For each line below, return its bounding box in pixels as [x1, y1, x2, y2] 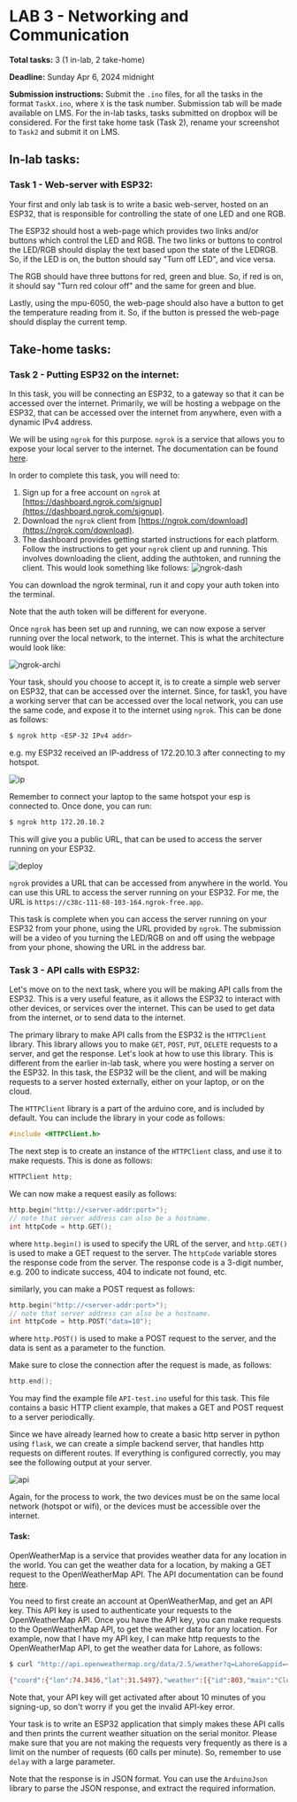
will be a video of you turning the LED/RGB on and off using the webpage [9, 932, 276, 943]
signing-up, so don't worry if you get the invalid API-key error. [9, 1702, 235, 1712]
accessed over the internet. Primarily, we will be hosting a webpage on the [9, 398, 281, 409]
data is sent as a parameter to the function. [9, 1343, 166, 1353]
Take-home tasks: [9, 342, 112, 357]
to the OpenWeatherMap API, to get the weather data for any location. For [9, 1624, 278, 1634]
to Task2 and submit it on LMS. [9, 126, 120, 137]
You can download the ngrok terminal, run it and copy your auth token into [9, 580, 280, 590]
